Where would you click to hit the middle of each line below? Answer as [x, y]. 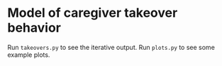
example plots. [29, 55]
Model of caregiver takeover [93, 13]
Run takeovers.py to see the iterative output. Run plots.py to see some [111, 47]
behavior [34, 28]
